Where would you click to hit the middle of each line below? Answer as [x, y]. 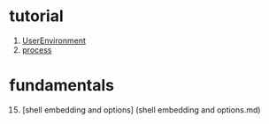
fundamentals [62, 86]
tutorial [36, 16]
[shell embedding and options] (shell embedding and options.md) [141, 109]
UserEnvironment [54, 40]
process [37, 49]
